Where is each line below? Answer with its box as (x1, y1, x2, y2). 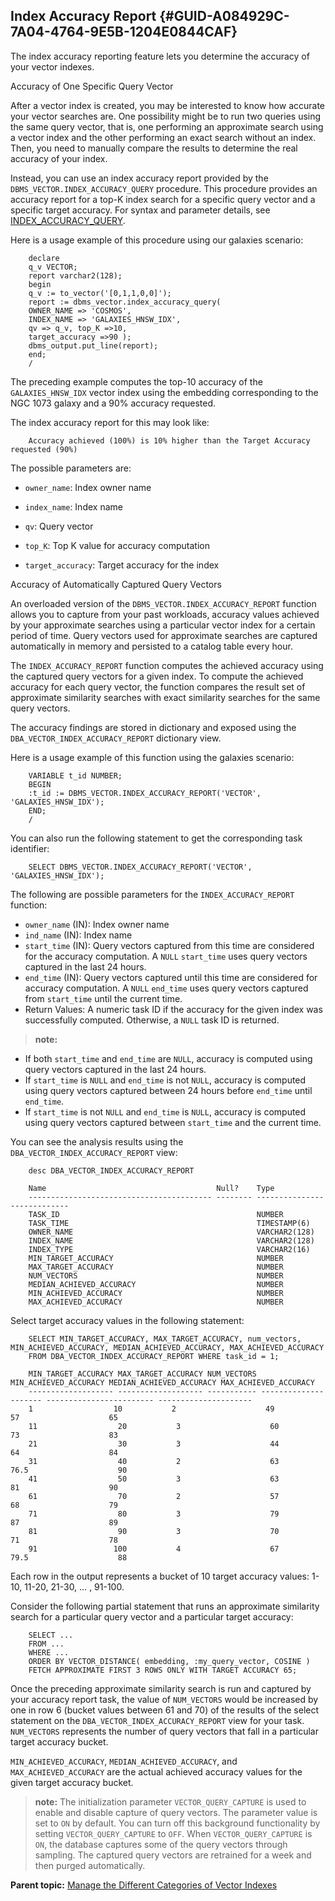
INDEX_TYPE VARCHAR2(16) (28, 1244, 311, 1254)
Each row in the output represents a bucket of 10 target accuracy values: (10, 1570, 310, 1582)
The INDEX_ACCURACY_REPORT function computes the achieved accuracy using (10, 659, 324, 671)
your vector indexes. (10, 60, 95, 73)
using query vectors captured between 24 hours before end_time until (24, 1084, 313, 1096)
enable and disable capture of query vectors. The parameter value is (34, 1806, 318, 1818)
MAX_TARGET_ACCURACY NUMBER (28, 1262, 284, 1272)
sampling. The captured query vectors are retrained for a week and (34, 1849, 312, 1861)
